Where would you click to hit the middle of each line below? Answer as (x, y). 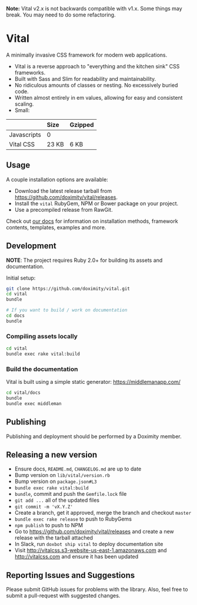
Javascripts (25, 134)
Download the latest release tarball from (63, 190)
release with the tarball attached (54, 538)
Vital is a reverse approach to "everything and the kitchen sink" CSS (97, 66)
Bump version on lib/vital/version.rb (62, 475)
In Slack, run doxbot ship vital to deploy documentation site (89, 544)
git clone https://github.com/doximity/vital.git (68, 288)
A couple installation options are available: (57, 179)
